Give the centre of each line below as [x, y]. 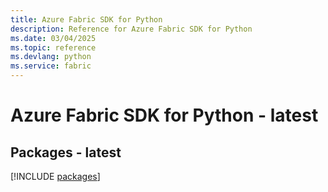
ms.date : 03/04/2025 [53, 38]
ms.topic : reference [53, 47]
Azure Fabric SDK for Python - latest [164, 115]
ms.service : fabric [51, 66]
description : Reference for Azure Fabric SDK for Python [131, 29]
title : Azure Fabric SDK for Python [86, 19]
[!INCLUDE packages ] [55, 176]
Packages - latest [66, 152]
